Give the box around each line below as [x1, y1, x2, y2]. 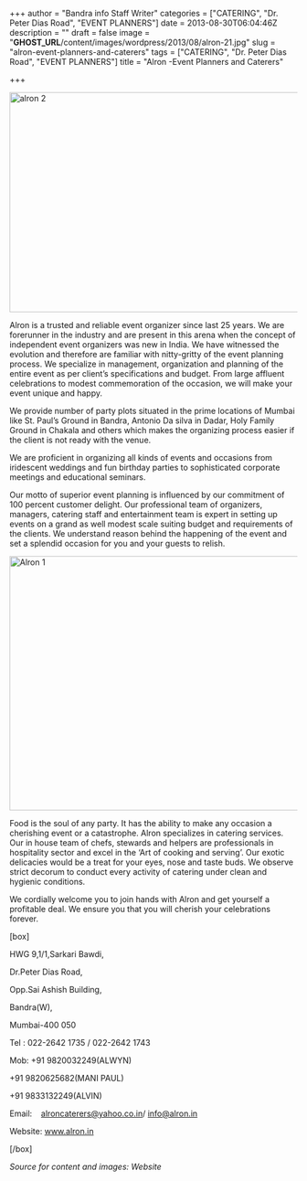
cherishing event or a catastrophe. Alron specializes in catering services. [9, 827, 284, 838]
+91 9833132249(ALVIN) [9, 1091, 102, 1101]
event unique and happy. [9, 388, 103, 399]
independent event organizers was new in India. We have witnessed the [9, 339, 280, 350]
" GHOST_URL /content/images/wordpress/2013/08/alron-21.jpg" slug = [9, 37, 276, 48]
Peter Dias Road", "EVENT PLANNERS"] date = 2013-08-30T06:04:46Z [9, 17, 278, 28]
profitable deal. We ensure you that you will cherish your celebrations [9, 904, 271, 914]
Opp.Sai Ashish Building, [9, 984, 102, 995]
